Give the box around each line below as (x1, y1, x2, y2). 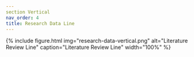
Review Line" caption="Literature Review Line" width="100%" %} (6, 44, 171, 51)
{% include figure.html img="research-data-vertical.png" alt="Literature (6, 37, 188, 45)
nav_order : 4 (6, 15, 39, 21)
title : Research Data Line (6, 20, 75, 26)
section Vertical (6, 9, 50, 15)
